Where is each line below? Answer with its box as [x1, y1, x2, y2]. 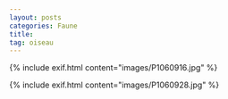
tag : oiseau [9, 37, 54, 47]
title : [9, 29, 34, 38]
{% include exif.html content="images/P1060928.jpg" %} [9, 79, 220, 90]
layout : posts [9, 12, 63, 22]
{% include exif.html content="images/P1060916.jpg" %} [9, 62, 218, 73]
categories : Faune [9, 21, 78, 30]
